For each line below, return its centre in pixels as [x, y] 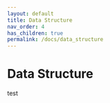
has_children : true [35, 33]
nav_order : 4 [26, 26]
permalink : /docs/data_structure [55, 40]
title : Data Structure [40, 20]
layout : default [30, 14]
